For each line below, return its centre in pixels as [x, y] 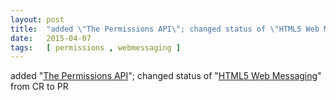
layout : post [37, 19]
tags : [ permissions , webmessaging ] [96, 47]
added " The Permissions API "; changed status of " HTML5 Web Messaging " [166, 76]
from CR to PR [39, 87]
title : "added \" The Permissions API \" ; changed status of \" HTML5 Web [165, 29]
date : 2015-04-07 [51, 38]
